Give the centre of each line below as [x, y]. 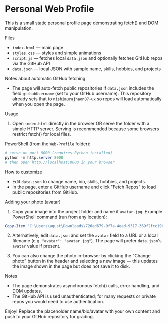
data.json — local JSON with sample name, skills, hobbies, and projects [87, 69]
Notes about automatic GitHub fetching [45, 78]
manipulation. [19, 28]
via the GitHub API [31, 63]
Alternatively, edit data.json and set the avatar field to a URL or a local [85, 235]
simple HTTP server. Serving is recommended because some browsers [86, 129]
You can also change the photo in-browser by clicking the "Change [81, 256]
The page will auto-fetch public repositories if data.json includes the [83, 88]
